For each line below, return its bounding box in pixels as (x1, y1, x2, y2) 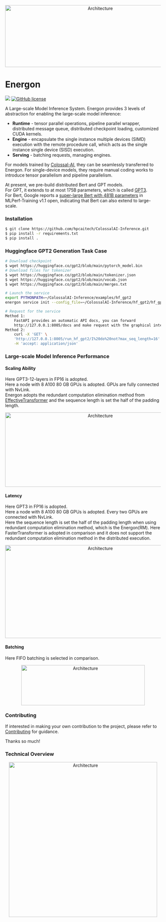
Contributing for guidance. (5, 729, 59, 735)
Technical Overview (5, 750, 54, 757)
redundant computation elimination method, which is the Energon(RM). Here (5, 525, 161, 531)
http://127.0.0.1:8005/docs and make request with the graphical (14, 322, 152, 328)
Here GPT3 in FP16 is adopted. (5, 503, 68, 510)
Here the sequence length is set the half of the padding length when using (5, 519, 157, 525)
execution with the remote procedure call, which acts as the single (12, 141, 148, 147)
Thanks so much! (5, 738, 41, 744)
